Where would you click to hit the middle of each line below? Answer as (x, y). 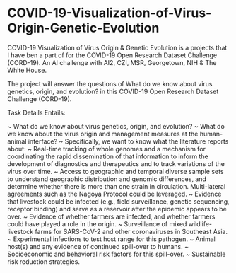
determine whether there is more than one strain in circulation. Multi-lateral (117, 186)
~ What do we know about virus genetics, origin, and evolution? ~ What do (116, 126)
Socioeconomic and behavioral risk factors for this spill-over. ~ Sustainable (117, 254)
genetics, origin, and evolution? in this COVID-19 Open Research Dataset (113, 91)
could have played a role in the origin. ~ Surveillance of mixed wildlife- (110, 223)
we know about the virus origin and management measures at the (103, 134)
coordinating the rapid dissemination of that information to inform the (108, 156)
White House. (27, 70)
